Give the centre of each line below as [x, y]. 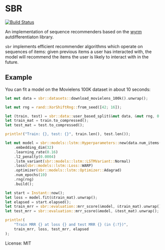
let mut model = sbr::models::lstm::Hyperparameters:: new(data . [72, 143]
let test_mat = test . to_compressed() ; [45, 125]
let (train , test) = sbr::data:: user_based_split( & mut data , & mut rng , [80, 116]
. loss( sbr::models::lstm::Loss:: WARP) [54, 166]
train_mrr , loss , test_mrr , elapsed [52, 229]
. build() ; [24, 184]
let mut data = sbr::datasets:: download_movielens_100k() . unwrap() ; [77, 98]
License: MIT [18, 243]
